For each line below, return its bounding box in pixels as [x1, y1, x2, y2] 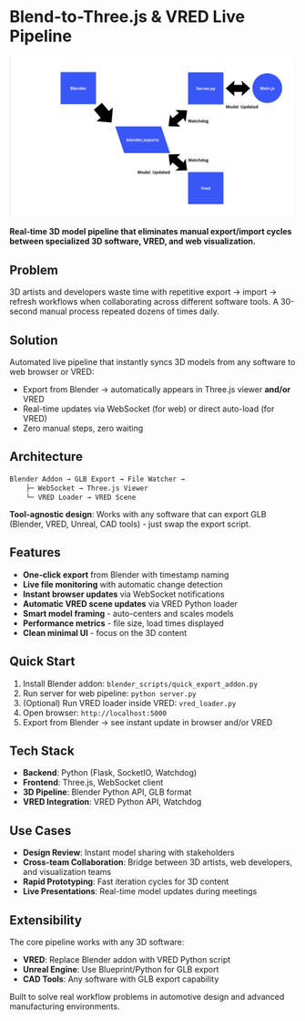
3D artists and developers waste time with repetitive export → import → [9, 287, 278, 297]
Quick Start [9, 654, 76, 670]
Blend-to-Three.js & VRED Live [9, 6, 246, 27]
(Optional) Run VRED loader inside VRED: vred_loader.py [22, 697, 237, 708]
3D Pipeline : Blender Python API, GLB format [22, 787, 192, 797]
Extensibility [9, 912, 82, 928]
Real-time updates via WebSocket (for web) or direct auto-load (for [22, 403, 275, 414]
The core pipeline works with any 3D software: [9, 936, 185, 947]
